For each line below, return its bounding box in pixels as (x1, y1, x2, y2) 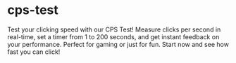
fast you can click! (7, 48, 61, 56)
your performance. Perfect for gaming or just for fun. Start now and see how (7, 40, 229, 48)
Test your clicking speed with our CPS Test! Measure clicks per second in (7, 25, 221, 34)
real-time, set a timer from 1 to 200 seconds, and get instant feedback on (7, 32, 220, 41)
